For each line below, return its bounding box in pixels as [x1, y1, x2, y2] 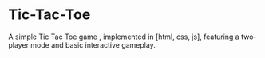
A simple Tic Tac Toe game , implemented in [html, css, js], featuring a [8, 32, 239, 41]
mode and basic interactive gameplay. [30, 40, 156, 49]
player [8, 40, 30, 49]
